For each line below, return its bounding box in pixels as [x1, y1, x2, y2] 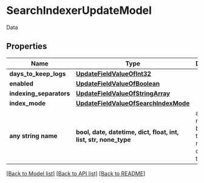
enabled [9, 79, 33, 88]
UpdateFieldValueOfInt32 [75, 69, 152, 78]
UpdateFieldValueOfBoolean [75, 79, 160, 88]
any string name [9, 131, 58, 140]
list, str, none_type [75, 135, 131, 144]
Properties [6, 41, 47, 52]
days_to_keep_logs [9, 69, 66, 78]
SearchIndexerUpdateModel [6, 4, 152, 18]
